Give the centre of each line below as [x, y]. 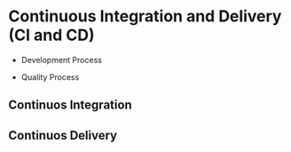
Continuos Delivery [63, 135]
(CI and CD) [51, 35]
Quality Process [50, 76]
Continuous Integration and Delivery [145, 16]
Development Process [62, 60]
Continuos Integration [70, 105]
